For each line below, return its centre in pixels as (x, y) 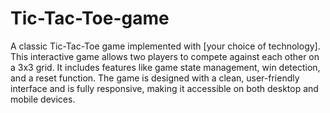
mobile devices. (43, 99)
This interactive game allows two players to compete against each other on (165, 56)
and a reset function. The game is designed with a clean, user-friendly (155, 78)
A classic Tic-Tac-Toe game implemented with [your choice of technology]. (165, 46)
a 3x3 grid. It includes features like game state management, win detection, (165, 67)
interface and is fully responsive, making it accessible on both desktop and (164, 88)
